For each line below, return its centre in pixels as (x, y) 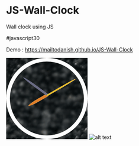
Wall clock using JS (30, 27)
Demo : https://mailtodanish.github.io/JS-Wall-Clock (69, 49)
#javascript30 (23, 38)
